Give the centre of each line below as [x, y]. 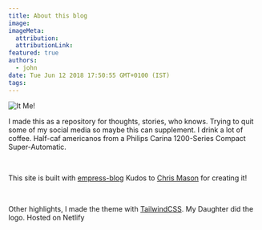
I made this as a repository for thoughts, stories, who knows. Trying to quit [131, 121]
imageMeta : [26, 30]
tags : [17, 83]
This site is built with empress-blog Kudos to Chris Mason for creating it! [128, 178]
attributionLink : [44, 46]
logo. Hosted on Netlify [46, 217]
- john [26, 68]
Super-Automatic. [37, 147]
